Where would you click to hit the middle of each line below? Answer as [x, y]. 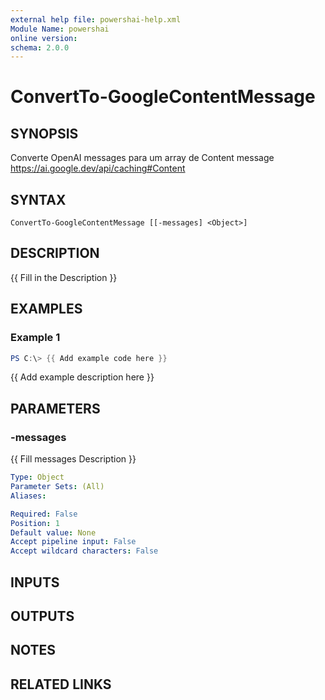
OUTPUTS [42, 616]
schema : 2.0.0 [40, 47]
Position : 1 [35, 523]
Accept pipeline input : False [73, 542]
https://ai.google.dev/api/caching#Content [98, 168]
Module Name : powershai [60, 29]
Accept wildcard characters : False [84, 551]
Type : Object [37, 477]
